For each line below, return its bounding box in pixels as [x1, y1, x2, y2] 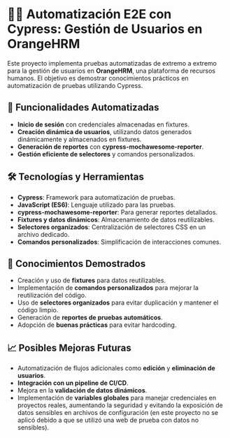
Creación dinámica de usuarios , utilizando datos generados [17, 127, 192, 136]
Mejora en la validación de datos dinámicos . [17, 386, 148, 395]
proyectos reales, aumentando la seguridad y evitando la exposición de [17, 401, 224, 409]
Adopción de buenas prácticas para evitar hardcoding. [17, 321, 177, 329]
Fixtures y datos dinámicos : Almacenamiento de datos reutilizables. [17, 215, 215, 224]
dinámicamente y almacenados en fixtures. [17, 135, 142, 143]
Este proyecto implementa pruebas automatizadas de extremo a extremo [7, 59, 217, 67]
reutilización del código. [17, 291, 87, 300]
